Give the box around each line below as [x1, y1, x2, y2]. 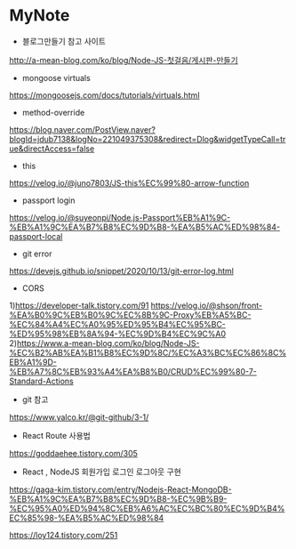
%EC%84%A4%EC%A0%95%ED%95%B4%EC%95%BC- [9, 319, 227, 329]
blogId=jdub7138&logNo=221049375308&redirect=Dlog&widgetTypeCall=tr [9, 133, 286, 144]
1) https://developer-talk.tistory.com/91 [9, 300, 149, 311]
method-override [21, 107, 85, 117]
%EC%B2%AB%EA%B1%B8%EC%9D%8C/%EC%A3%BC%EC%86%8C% [9, 347, 287, 358]
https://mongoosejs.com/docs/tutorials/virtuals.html [9, 90, 200, 101]
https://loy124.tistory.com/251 [9, 529, 118, 540]
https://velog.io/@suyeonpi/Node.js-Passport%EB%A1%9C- [9, 212, 231, 222]
